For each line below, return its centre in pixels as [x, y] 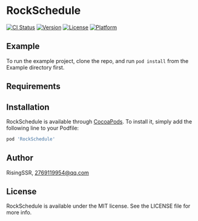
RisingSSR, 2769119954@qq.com [48, 173]
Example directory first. [35, 67]
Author [20, 158]
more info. [19, 213]
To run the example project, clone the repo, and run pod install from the [97, 61]
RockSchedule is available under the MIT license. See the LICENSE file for [98, 206]
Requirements [33, 86]
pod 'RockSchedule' [31, 139]
